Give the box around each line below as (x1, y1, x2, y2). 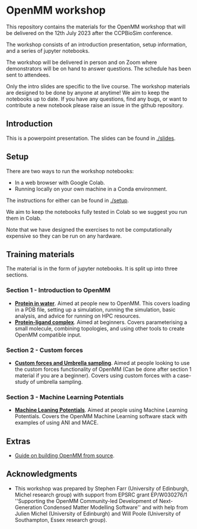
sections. (6, 271, 28, 278)
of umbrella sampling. (30, 378, 83, 385)
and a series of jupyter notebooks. (6, 47, 90, 54)
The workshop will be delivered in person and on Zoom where (6, 59, 157, 66)
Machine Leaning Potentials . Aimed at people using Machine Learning (14, 406, 188, 413)
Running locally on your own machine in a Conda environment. (14, 185, 167, 193)
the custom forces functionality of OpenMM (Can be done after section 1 (14, 366, 192, 373)
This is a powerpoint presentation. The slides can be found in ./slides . (6, 134, 176, 142)
